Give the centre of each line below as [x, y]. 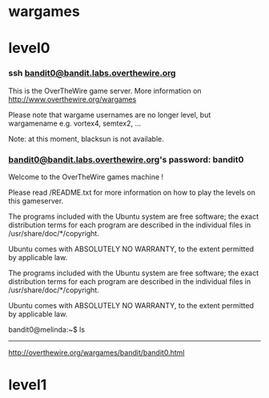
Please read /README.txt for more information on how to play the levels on [132, 192]
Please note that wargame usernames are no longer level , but [110, 115]
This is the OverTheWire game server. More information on [105, 90]
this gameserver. [36, 201]
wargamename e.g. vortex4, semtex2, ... [75, 123]
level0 [29, 48]
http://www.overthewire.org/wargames [72, 99]
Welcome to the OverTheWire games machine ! [86, 177]
